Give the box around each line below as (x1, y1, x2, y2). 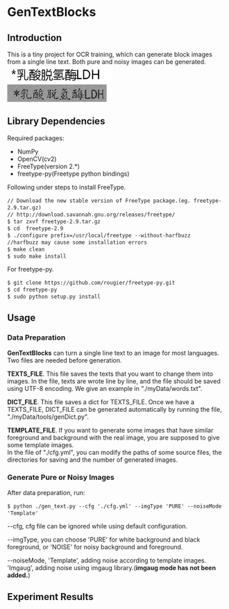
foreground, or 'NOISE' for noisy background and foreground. (7, 542, 183, 551)
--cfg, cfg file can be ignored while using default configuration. (7, 522, 188, 530)
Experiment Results (7, 591, 94, 603)
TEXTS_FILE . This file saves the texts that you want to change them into (7, 369, 214, 378)
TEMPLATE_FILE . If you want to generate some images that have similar (7, 426, 214, 434)
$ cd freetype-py (7, 286, 58, 293)
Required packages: (7, 133, 65, 142)
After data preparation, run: (7, 488, 85, 497)
